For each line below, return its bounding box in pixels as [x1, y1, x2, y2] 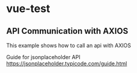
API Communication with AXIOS [6, 26, 129, 36]
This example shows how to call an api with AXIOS [6, 42, 131, 49]
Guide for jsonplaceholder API [6, 54, 81, 60]
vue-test [6, 2, 50, 16]
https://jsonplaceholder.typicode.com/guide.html [6, 60, 127, 67]
